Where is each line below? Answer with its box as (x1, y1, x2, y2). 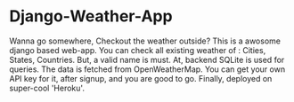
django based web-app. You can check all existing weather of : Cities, (9, 44, 266, 55)
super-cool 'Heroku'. (9, 82, 85, 93)
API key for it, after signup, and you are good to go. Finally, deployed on (9, 73, 273, 83)
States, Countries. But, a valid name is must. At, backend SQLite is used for (9, 54, 285, 65)
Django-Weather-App (9, 6, 173, 27)
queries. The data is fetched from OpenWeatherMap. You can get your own (9, 64, 286, 75)
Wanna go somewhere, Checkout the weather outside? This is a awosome (9, 35, 281, 46)
